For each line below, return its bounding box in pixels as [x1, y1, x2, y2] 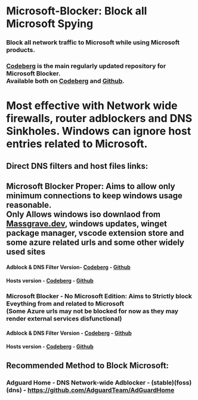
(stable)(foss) [151, 378, 192, 387]
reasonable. [6, 200, 52, 210]
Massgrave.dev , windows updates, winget [6, 219, 167, 229]
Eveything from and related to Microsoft [6, 299, 124, 308]
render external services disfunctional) [6, 314, 122, 323]
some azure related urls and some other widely [6, 238, 185, 247]
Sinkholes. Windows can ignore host [6, 125, 191, 138]
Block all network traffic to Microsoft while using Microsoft [6, 38, 180, 47]
